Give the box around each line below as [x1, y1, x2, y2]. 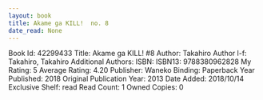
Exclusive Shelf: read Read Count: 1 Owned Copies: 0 [8, 82, 184, 92]
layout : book [8, 11, 52, 20]
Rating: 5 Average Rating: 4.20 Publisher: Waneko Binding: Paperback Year [8, 66, 256, 75]
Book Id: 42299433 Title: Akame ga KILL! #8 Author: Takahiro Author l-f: [8, 49, 247, 58]
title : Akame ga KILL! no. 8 [8, 19, 110, 27]
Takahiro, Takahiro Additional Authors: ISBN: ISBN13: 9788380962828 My [8, 57, 252, 66]
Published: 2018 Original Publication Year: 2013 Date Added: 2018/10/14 [8, 74, 245, 84]
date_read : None [8, 26, 62, 34]
